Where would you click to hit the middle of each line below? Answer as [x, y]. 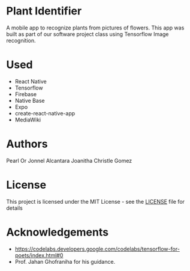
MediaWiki [28, 120]
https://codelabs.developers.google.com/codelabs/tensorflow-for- [97, 249]
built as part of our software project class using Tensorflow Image [88, 34]
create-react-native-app [45, 113]
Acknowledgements [58, 232]
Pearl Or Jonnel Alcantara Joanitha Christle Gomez [69, 160]
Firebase [26, 94]
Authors [27, 144]
